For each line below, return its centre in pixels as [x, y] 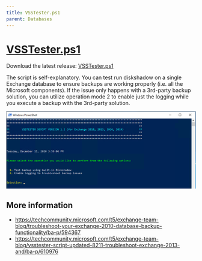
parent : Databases [29, 19]
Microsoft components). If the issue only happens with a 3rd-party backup [99, 91]
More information [40, 205]
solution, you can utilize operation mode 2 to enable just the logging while [98, 97]
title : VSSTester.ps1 [33, 13]
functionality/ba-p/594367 [48, 232]
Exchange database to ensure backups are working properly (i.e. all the [95, 84]
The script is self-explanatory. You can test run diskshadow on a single [94, 77]
